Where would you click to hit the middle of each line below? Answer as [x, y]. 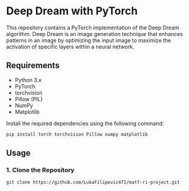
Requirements [33, 66]
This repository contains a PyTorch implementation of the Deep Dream [93, 28]
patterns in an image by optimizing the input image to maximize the [89, 40]
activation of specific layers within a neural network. [70, 47]
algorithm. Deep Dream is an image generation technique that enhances [94, 34]
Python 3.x [28, 80]
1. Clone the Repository [40, 170]
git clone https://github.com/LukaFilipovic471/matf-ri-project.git [93, 183]
